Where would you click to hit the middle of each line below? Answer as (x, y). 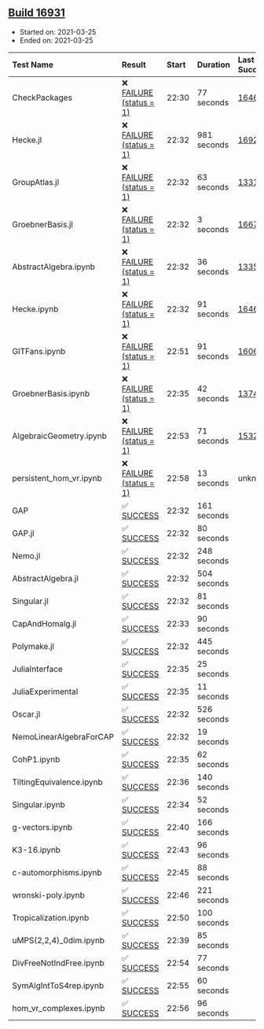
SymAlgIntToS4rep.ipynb (58, 985)
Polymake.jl (33, 646)
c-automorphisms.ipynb (57, 872)
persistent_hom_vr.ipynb (57, 478)
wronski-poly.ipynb (48, 894)
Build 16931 (37, 13)
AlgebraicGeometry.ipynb (60, 436)
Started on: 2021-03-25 (58, 31)
